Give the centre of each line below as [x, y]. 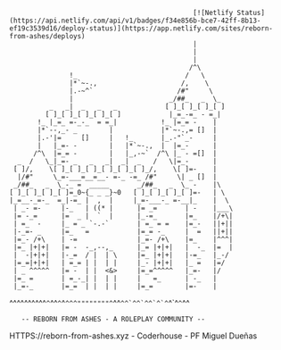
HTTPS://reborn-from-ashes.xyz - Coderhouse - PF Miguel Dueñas [133, 336]
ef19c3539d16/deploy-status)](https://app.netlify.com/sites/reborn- [141, 29]
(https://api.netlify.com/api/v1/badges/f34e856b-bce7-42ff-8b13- [135, 21]
